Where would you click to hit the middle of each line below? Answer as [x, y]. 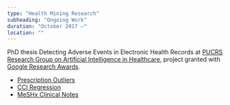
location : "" [26, 33]
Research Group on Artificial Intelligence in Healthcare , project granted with [114, 60]
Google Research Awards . [44, 67]
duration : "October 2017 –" [47, 26]
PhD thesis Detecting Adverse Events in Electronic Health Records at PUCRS [115, 52]
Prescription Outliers [46, 80]
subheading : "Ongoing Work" [47, 20]
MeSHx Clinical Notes [48, 95]
